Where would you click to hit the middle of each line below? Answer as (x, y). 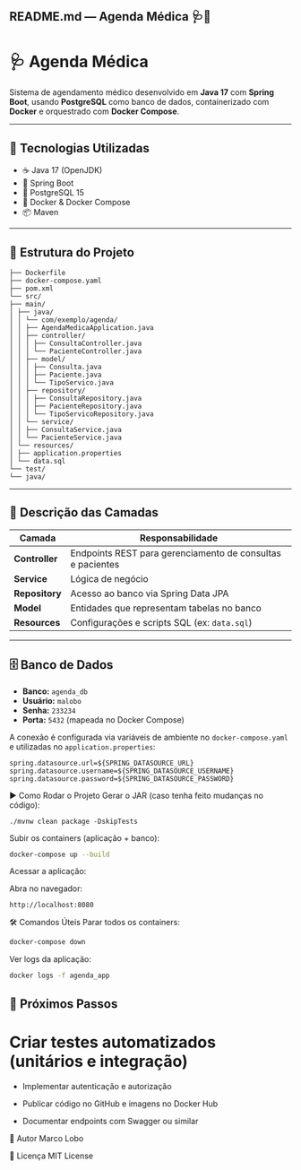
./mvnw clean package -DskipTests (74, 821)
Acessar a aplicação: (48, 871)
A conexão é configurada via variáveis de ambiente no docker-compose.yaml (149, 737)
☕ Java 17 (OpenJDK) (62, 170)
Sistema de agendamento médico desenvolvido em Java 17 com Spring (142, 92)
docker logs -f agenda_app (60, 976)
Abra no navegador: (46, 888)
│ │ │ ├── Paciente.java (56, 375)
